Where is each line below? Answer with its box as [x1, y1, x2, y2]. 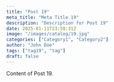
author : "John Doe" [6, 42, 55, 48]
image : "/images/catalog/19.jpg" [6, 31, 90, 37]
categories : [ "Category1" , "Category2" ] [6, 37, 109, 42]
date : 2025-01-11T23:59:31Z [6, 25, 77, 32]
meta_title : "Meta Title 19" [6, 14, 79, 20]
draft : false [6, 53, 39, 59]
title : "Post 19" [6, 8, 50, 15]
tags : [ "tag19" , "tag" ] [6, 48, 66, 54]
